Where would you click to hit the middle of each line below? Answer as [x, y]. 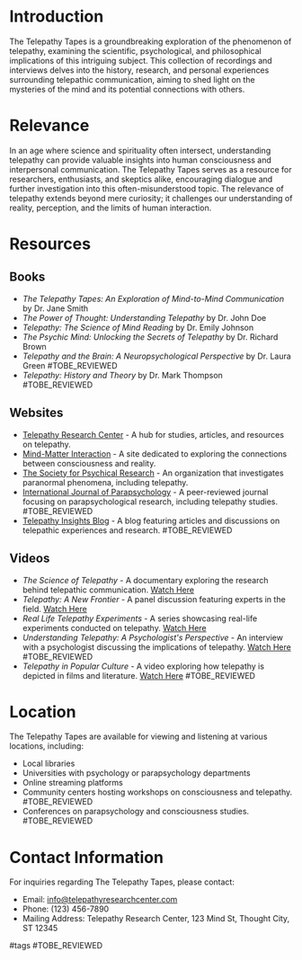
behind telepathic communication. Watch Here [108, 590]
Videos [30, 559]
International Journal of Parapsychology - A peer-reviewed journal [145, 492]
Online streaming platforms [72, 783]
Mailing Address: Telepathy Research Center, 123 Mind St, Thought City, [156, 919]
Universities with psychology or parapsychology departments [136, 773]
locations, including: [46, 746]
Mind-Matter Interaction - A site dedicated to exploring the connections [155, 453]
